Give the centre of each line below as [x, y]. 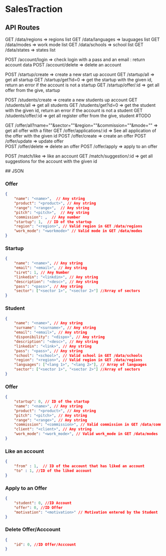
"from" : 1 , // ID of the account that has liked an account [79, 466]
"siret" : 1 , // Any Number [42, 272]
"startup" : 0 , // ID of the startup [52, 402]
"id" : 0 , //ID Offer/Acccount [45, 545]
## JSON [14, 171]
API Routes [22, 28]
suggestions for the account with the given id [51, 161]
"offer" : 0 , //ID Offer [39, 507]
